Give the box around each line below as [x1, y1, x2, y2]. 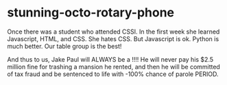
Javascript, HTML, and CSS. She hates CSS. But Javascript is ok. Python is [7, 34, 219, 42]
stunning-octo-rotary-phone [7, 5, 175, 21]
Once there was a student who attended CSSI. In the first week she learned [7, 27, 220, 36]
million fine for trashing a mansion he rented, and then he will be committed [7, 62, 221, 71]
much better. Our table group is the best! [7, 42, 122, 50]
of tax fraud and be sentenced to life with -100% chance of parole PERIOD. [7, 70, 219, 78]
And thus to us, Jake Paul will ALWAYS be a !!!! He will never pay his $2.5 [7, 55, 214, 63]
